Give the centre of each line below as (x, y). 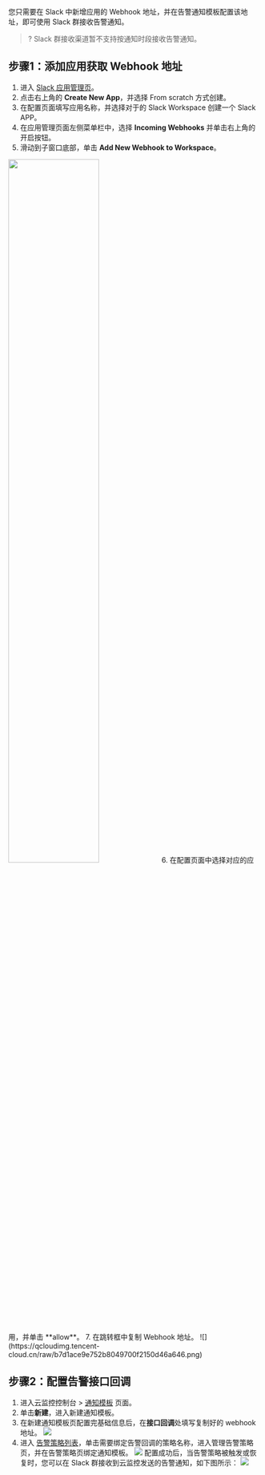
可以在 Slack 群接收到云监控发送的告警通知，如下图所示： (143, 1462)
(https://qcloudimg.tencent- (54, 1346)
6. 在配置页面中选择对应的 (204, 859)
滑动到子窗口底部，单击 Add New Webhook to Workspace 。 (120, 147)
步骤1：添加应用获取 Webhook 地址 (95, 67)
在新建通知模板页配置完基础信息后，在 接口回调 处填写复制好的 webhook (138, 1422)
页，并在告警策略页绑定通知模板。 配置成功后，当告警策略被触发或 (135, 1453)
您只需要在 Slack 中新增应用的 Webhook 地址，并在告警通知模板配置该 (125, 12)
